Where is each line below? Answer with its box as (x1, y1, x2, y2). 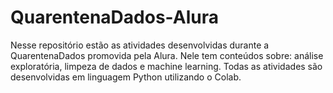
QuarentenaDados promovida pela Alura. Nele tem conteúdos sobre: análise (10, 49, 324, 61)
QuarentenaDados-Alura (10, 6, 219, 29)
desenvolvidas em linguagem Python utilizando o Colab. (10, 71, 242, 83)
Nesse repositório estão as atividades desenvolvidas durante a (10, 39, 270, 51)
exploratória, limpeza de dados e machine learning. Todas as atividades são (10, 60, 323, 72)
